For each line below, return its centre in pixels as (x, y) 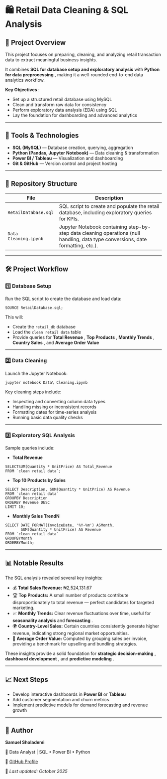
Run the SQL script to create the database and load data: (63, 299)
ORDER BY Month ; (20, 543)
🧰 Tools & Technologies (42, 136)
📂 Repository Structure (41, 184)
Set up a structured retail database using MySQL (62, 99)
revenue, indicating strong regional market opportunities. (71, 633)
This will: (14, 317)
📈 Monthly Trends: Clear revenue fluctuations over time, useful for (82, 613)
